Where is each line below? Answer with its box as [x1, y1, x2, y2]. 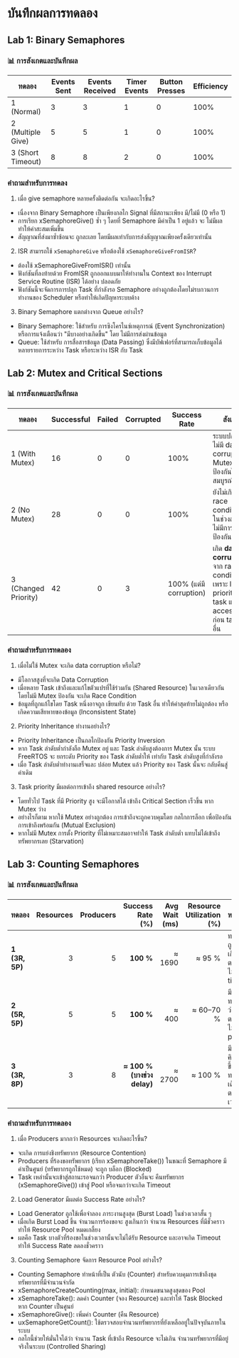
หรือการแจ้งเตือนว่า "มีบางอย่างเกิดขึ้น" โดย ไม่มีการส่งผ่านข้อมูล [17, 330, 167, 338]
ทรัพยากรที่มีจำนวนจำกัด [17, 1278, 75, 1287]
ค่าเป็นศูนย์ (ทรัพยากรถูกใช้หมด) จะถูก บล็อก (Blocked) [17, 1165, 152, 1173]
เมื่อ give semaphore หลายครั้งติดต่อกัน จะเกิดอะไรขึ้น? [17, 194, 155, 203]
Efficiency [193, 81, 228, 91]
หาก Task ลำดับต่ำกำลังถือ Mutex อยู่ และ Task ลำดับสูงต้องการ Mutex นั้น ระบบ [17, 744, 216, 753]
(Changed [11, 583, 45, 593]
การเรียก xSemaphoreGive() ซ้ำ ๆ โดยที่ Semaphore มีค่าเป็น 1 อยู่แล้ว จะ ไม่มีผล [17, 216, 223, 226]
